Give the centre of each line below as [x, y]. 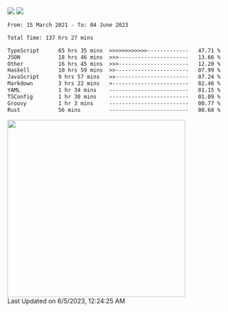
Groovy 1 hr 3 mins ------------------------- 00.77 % [114, 103]
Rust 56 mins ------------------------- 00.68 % [114, 110]
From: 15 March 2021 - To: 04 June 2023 [68, 25]
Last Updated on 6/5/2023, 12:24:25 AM [66, 301]
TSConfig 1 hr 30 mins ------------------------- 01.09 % [114, 96]
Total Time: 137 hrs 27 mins [50, 38]
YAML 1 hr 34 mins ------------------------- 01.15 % [114, 90]
